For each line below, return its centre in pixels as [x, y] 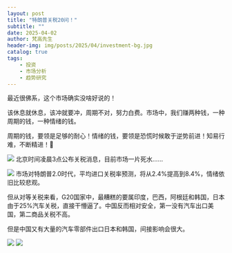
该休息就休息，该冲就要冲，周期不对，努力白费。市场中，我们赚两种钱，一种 [116, 113]
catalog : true [28, 52]
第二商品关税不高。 [46, 214]
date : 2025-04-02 [32, 33]
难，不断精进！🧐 [30, 145]
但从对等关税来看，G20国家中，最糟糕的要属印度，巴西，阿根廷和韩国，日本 [116, 197]
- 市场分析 [33, 71]
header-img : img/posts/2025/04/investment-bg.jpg [80, 45]
